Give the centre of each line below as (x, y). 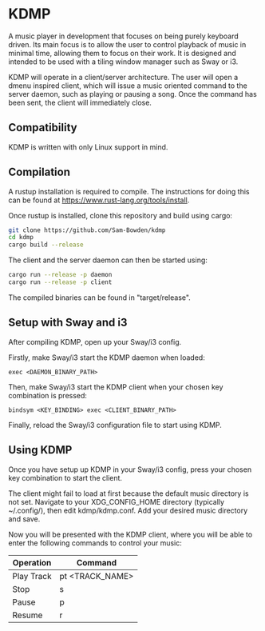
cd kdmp (21, 238)
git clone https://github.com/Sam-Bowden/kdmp (87, 230)
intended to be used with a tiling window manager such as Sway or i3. (123, 62)
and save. (24, 519)
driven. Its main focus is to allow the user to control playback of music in (127, 44)
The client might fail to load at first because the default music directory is (129, 493)
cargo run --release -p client (60, 282)
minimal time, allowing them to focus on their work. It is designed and (123, 53)
